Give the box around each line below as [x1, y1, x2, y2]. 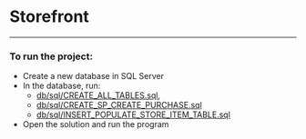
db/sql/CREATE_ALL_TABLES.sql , [36, 90, 161, 101]
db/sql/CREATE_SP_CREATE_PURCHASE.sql [36, 100, 202, 111]
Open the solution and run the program [22, 119, 169, 130]
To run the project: [9, 50, 94, 63]
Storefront [9, 6, 89, 27]
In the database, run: [22, 80, 101, 92]
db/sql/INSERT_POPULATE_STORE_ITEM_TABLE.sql [36, 109, 230, 120]
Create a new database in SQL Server [22, 71, 164, 82]
